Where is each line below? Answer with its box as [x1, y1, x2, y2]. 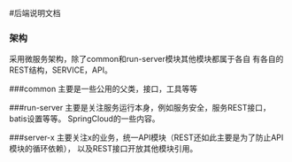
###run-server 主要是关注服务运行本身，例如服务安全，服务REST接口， [9, 103, 272, 113]
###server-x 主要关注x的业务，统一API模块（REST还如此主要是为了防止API [9, 132, 284, 143]
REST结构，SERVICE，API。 [9, 65, 112, 75]
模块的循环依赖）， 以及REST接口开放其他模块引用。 [9, 143, 198, 154]
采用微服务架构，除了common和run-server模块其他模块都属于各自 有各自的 [9, 54, 284, 65]
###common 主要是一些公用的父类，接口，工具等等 [9, 83, 198, 95]
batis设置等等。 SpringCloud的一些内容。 [9, 113, 160, 124]
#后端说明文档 [9, 8, 61, 18]
